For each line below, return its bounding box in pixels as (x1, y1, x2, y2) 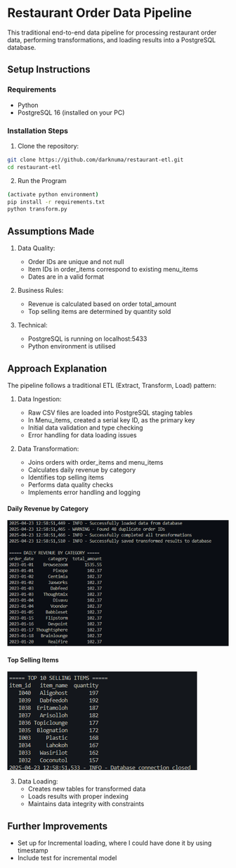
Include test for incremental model (17, 854, 117, 862)
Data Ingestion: (17, 394, 62, 403)
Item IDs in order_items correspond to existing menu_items (27, 265, 199, 274)
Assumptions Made (7, 225, 95, 237)
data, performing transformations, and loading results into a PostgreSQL (7, 35, 216, 44)
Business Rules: (17, 287, 64, 295)
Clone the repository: (17, 141, 79, 150)
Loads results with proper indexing (27, 792, 129, 800)
